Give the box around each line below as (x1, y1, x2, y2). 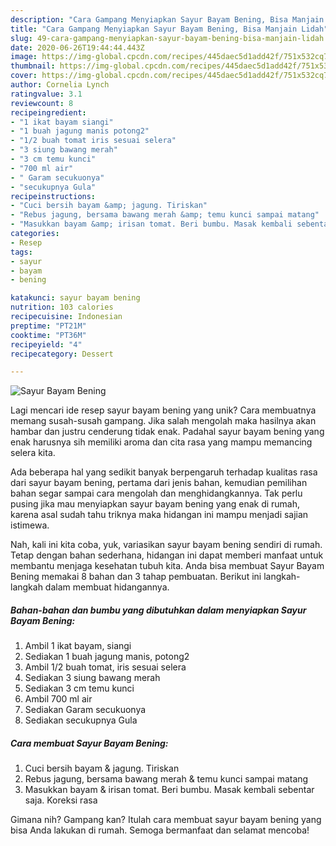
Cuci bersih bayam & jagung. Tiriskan (24, 762, 180, 775)
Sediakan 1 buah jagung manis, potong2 (24, 651, 190, 663)
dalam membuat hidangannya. (44, 581, 170, 593)
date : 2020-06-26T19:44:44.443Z (10, 42, 145, 53)
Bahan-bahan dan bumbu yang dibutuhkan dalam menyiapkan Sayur (10, 604, 307, 616)
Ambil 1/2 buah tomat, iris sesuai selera (24, 661, 187, 673)
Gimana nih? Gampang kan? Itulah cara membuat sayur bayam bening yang (10, 814, 322, 826)
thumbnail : (10, 61, 56, 71)
